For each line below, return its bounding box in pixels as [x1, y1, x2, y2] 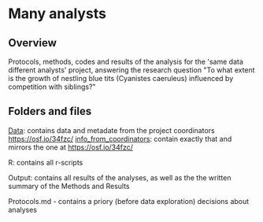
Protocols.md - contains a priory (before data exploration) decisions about [8, 196, 250, 205]
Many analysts [8, 5, 106, 23]
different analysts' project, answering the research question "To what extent [8, 65, 255, 75]
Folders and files [8, 105, 92, 118]
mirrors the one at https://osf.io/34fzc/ [8, 142, 134, 152]
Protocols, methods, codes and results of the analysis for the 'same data [8, 57, 244, 66]
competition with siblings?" [8, 82, 96, 91]
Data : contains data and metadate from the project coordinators [8, 125, 215, 135]
